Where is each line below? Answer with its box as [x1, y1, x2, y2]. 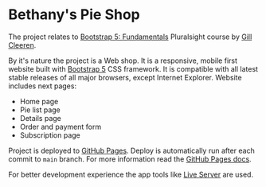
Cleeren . [8, 40, 37, 49]
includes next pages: [8, 81, 77, 91]
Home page [19, 96, 59, 106]
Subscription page [19, 130, 81, 140]
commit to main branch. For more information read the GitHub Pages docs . [8, 154, 252, 164]
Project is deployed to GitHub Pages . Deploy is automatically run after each [8, 146, 255, 155]
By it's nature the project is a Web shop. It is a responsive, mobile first [8, 56, 237, 65]
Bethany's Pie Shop [8, 6, 141, 24]
